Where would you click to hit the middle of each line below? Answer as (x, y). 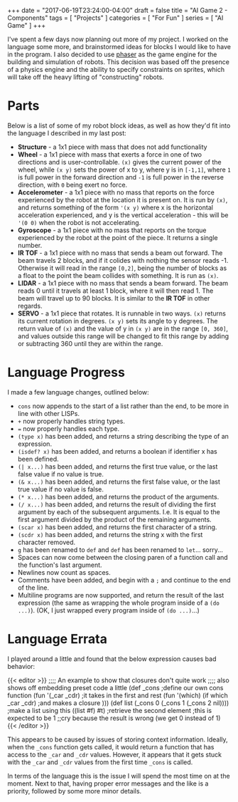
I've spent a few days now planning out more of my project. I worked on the (118, 39)
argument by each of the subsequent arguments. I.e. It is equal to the (119, 511)
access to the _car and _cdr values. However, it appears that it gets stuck (115, 754)
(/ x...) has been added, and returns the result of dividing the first (117, 504)
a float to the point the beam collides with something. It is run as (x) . (118, 275)
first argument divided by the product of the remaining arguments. (114, 519)
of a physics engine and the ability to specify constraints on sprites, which (116, 69)
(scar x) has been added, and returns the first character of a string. (117, 527)
